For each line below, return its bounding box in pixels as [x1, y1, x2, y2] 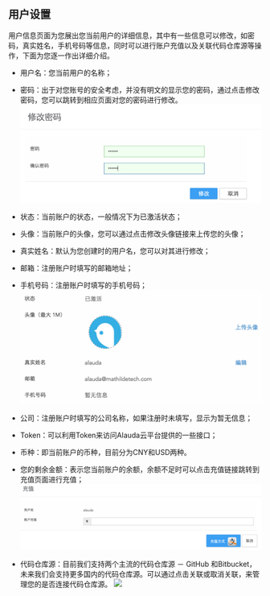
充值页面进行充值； [19, 474, 84, 485]
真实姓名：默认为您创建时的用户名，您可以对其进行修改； [19, 246, 211, 256]
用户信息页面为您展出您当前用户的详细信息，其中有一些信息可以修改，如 [8, 31, 247, 40]
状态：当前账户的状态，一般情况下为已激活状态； [19, 212, 182, 221]
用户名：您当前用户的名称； [19, 68, 112, 77]
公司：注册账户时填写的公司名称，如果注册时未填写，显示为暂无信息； [19, 413, 253, 423]
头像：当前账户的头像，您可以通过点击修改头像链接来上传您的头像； [19, 229, 246, 239]
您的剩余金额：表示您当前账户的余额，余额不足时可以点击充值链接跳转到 [19, 465, 260, 474]
